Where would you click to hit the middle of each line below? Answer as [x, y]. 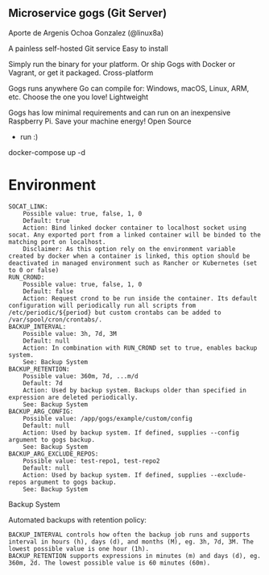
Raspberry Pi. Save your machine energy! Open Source [100, 121]
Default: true [46, 220]
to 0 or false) [34, 270]
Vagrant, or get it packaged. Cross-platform [81, 73]
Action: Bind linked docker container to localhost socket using [135, 228]
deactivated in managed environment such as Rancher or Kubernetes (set [133, 263]
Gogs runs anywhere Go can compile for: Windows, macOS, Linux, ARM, [129, 88]
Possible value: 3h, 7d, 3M [70, 334]
